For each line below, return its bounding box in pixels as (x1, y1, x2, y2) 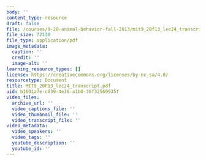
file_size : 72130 (6, 32, 51, 38)
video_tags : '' (12, 134, 51, 141)
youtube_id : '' (12, 145, 51, 152)
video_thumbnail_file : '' (12, 111, 78, 118)
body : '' (6, 9, 29, 15)
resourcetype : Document (6, 77, 67, 83)
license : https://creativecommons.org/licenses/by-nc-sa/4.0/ (6, 72, 169, 78)
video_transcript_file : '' (12, 117, 81, 123)
